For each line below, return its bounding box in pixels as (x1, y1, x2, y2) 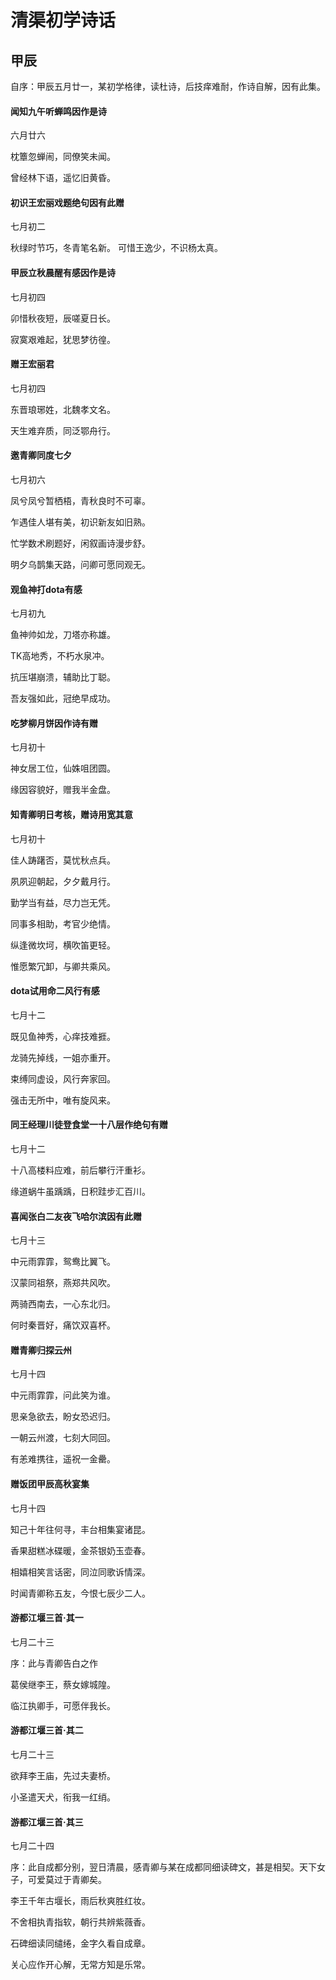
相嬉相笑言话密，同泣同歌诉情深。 (10, 1566, 151, 1578)
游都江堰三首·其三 (10, 1816, 84, 1828)
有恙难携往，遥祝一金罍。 (10, 1453, 116, 1465)
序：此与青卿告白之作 (10, 1657, 98, 1669)
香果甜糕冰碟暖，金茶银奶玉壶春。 (10, 1544, 151, 1556)
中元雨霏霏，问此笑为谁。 (10, 1389, 116, 1401)
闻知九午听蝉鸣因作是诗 (10, 105, 107, 117)
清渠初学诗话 (10, 9, 117, 32)
